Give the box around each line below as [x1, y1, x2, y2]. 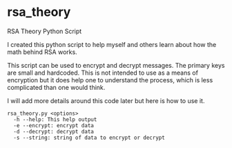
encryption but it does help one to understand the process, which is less [7, 75, 213, 84]
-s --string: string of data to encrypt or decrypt [13, 134, 166, 141]
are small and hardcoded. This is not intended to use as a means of [7, 68, 199, 77]
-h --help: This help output [13, 115, 97, 123]
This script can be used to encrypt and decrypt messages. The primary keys [7, 61, 225, 69]
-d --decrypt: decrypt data [13, 128, 95, 135]
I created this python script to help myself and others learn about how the [7, 40, 217, 48]
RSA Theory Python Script [7, 27, 82, 35]
